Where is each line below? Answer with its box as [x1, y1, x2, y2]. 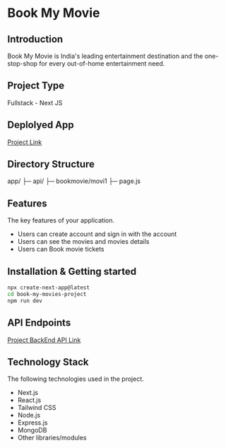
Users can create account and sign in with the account [17, 230, 177, 238]
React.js [17, 396, 42, 404]
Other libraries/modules [17, 433, 87, 442]
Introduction [7, 33, 64, 45]
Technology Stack [7, 355, 89, 368]
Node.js [17, 411, 41, 420]
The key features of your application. [7, 216, 115, 225]
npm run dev [7, 297, 42, 305]
